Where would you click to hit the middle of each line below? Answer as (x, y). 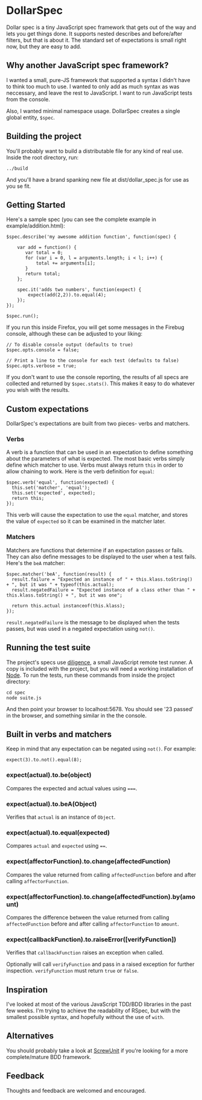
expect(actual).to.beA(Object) (52, 804)
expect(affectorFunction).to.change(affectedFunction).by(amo (101, 897)
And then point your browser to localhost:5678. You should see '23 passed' (100, 709)
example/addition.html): (36, 226)
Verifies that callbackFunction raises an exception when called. (85, 953)
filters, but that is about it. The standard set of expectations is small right (96, 40)
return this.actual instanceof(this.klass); (68, 606)
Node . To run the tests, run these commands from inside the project (90, 675)
